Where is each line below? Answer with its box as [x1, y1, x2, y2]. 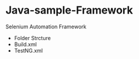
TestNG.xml [14, 47, 43, 54]
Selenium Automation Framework [5, 23, 87, 30]
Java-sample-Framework [5, 4, 134, 17]
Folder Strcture [14, 34, 51, 41]
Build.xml [14, 41, 37, 48]
